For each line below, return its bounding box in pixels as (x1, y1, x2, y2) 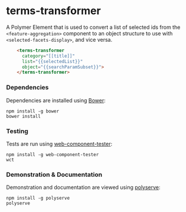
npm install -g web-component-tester (6, 151, 99, 157)
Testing (6, 127, 28, 135)
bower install (6, 113, 41, 119)
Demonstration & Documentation (6, 170, 102, 178)
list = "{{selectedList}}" (21, 58, 83, 64)
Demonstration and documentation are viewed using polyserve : (6, 184, 161, 191)
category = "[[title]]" (21, 53, 76, 59)
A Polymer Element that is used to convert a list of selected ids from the (6, 24, 181, 31)
